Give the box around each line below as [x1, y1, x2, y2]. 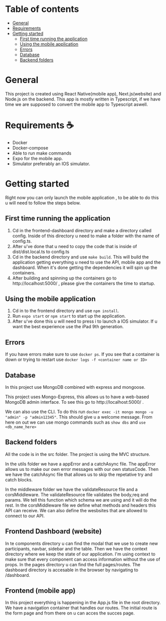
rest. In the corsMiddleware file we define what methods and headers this [5, 502, 156, 508]
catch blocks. [5, 476, 33, 483]
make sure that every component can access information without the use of [5, 556, 161, 562]
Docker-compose [12, 145, 49, 151]
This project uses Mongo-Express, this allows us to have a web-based [5, 394, 149, 400]
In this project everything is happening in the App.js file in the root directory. [5, 600, 161, 606]
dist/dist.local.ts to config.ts [12, 249, 70, 255]
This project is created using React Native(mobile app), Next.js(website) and [5, 90, 162, 96]
